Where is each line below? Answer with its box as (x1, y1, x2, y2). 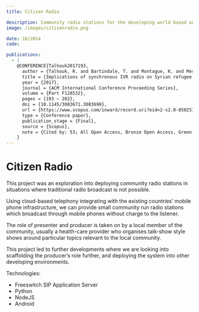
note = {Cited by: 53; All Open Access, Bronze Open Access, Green (21, 129, 192, 135)
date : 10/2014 (6, 36, 41, 42)
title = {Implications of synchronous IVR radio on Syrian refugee (21, 74, 192, 80)
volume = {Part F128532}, (21, 90, 86, 97)
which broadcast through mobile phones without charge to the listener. (6, 210, 179, 217)
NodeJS (14, 294, 35, 301)
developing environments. (6, 259, 70, 266)
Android (14, 300, 34, 307)
